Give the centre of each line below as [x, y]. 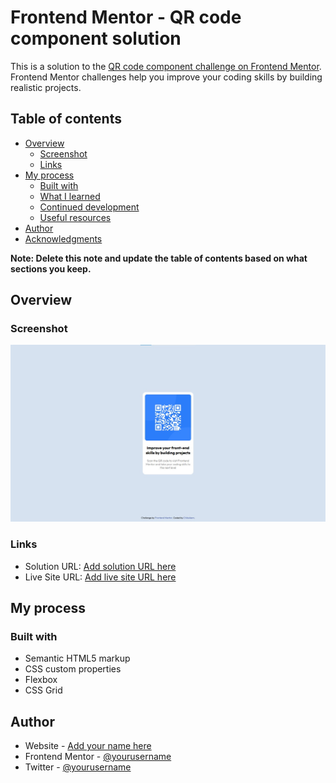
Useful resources [75, 217]
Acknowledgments [63, 238]
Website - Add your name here [88, 746]
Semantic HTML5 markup [77, 658]
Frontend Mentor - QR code [126, 17]
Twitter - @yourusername [78, 767]
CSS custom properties [73, 669]
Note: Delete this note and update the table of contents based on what [159, 258]
